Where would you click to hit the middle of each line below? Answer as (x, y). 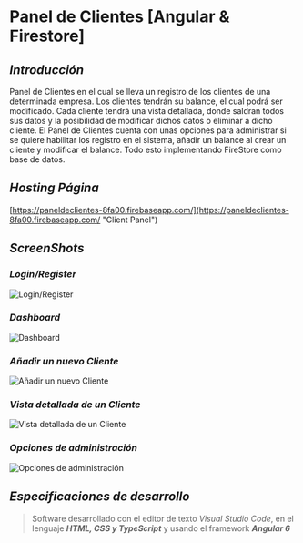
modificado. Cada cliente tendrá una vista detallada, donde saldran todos (147, 111)
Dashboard (35, 318)
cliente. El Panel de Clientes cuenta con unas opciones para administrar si (148, 130)
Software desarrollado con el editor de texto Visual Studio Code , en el (162, 518)
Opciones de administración (74, 448)
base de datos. (37, 159)
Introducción (47, 70)
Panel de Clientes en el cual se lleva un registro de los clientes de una (140, 92)
